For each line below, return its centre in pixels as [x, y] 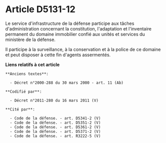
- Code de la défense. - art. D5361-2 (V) [55, 127]
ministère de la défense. [30, 40]
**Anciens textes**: [27, 74]
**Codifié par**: [24, 92]
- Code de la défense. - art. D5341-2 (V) [55, 118]
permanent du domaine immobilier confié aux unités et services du [75, 34]
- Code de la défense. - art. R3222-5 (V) [55, 136]
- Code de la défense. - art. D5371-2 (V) [55, 131]
